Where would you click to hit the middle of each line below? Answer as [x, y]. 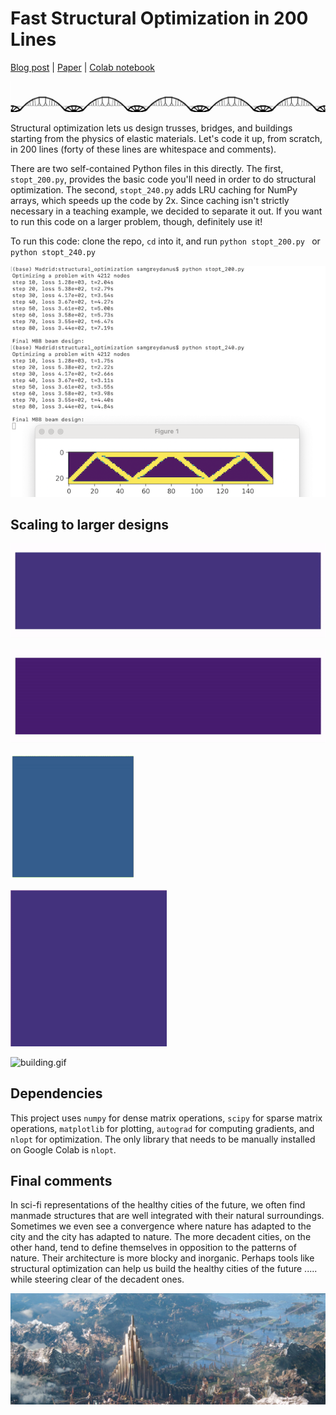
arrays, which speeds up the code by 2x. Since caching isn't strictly [150, 201]
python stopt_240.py [53, 253]
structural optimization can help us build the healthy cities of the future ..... [164, 1269]
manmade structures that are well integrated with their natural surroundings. [167, 1216]
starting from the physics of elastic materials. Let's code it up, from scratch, [166, 139]
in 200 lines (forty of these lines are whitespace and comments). [143, 149]
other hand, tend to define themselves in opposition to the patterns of [153, 1248]
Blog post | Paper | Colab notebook [82, 67]
